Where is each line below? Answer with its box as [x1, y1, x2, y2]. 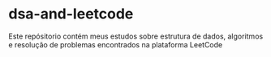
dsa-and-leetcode [8, 5, 134, 23]
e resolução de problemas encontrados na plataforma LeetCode [8, 39, 223, 49]
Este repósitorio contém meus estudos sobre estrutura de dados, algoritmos [8, 31, 264, 41]
